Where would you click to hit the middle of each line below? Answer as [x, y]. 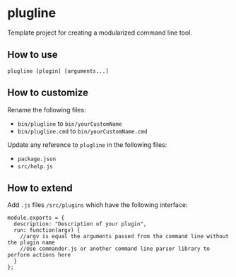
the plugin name [31, 243]
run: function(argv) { [47, 230]
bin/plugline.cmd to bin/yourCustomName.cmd [82, 131]
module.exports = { [36, 218]
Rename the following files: [47, 110]
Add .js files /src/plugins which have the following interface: [98, 205]
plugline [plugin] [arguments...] [58, 71]
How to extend [40, 188]
